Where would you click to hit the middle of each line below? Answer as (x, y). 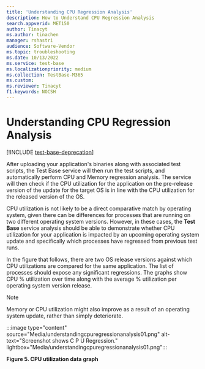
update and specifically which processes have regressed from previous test (102, 241)
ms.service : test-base (35, 63)
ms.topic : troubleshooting (41, 52)
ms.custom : (20, 80)
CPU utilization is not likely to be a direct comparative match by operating (99, 208)
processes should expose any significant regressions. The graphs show (97, 272)
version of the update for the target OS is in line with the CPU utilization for (100, 190)
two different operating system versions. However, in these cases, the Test (101, 221)
